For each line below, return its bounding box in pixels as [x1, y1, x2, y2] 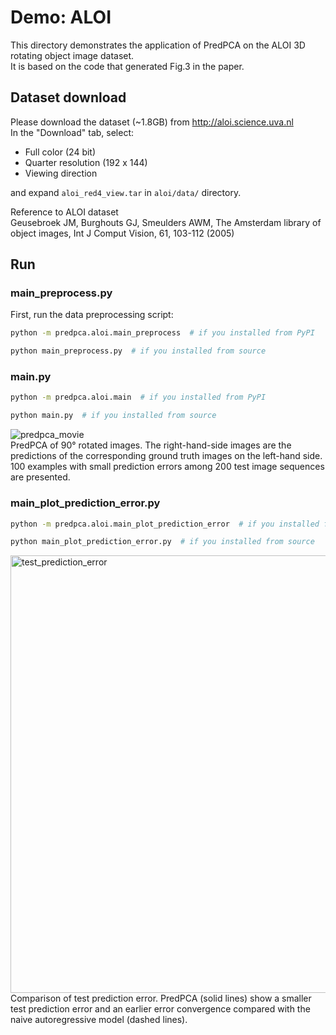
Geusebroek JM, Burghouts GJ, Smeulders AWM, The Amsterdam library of [10, 216, 322, 228]
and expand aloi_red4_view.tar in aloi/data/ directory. [10, 186, 242, 198]
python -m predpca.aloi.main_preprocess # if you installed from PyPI [10, 328, 315, 338]
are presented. [10, 471, 71, 483]
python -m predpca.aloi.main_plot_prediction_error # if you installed [10, 519, 320, 529]
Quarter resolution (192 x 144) [24, 156, 148, 168]
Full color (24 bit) [24, 146, 97, 158]
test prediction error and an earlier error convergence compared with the [10, 1003, 311, 1015]
